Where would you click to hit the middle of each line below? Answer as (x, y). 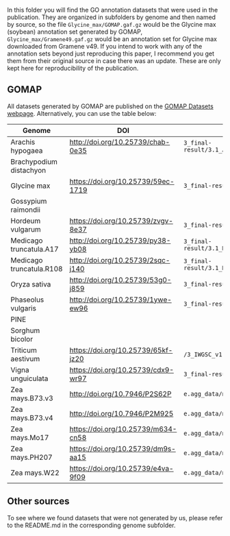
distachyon (28, 170)
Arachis (23, 142)
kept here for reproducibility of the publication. (73, 68)
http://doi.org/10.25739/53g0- (120, 280)
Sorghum (25, 330)
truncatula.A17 (35, 249)
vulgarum (26, 229)
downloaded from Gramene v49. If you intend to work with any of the (105, 46)
